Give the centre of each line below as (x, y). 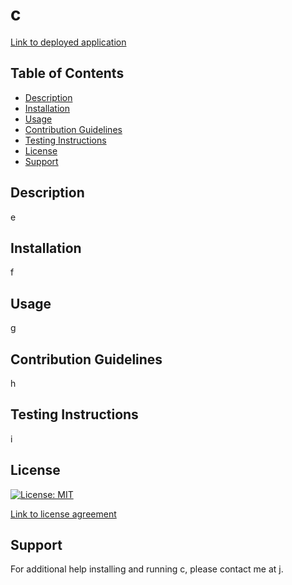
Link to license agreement (63, 514)
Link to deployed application (68, 42)
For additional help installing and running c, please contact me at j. (147, 569)
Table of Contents (67, 73)
